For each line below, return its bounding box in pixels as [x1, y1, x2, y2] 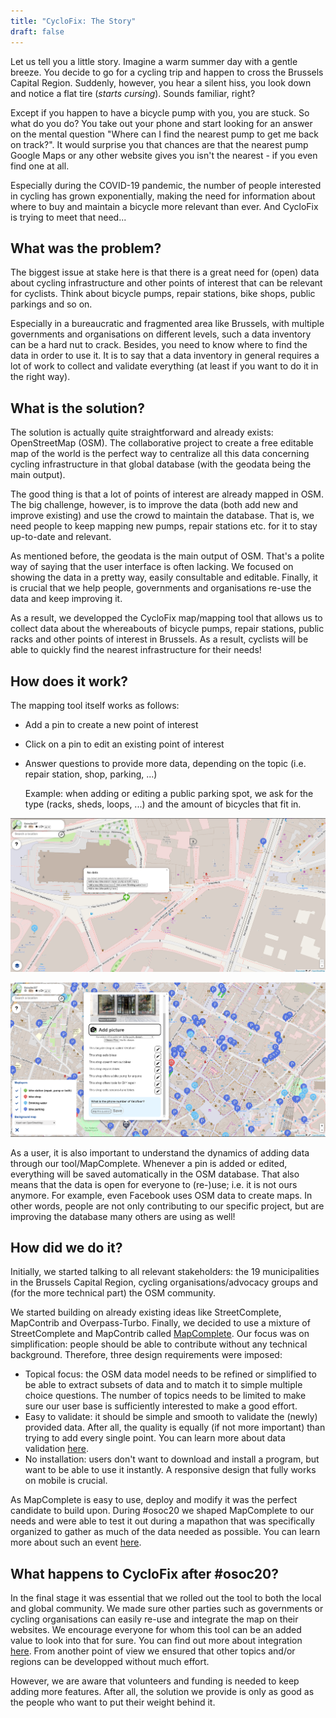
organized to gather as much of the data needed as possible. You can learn [10, 1526, 321, 1538]
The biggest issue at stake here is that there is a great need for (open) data [10, 266, 320, 279]
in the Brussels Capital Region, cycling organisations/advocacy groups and [10, 1276, 319, 1289]
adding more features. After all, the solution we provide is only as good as [10, 1686, 315, 1698]
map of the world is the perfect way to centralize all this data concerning [10, 448, 310, 460]
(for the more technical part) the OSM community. [10, 1287, 217, 1299]
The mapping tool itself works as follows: [10, 699, 180, 711]
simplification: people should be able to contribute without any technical [10, 1338, 308, 1350]
